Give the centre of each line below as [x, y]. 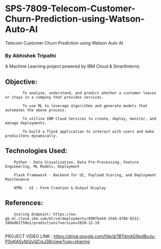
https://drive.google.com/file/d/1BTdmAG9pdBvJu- [104, 236]
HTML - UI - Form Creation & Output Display [60, 188]
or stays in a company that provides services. [55, 98]
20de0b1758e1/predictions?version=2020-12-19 [52, 223]
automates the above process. [36, 110]
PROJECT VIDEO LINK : [29, 236]
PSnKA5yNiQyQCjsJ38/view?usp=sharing [47, 241]
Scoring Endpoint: [33, 214]
